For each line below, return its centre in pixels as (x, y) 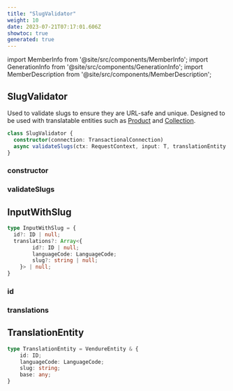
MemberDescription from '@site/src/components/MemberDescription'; (109, 75)
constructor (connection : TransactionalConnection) (89, 140)
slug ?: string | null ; (65, 260)
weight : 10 (23, 20)
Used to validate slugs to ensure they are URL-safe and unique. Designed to (116, 113)
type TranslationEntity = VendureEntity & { (73, 349)
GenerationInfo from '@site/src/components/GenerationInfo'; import (105, 67)
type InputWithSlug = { (42, 228)
